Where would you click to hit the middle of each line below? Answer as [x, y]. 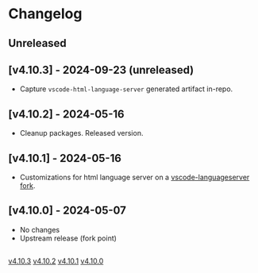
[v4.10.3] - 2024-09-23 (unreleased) [101, 69]
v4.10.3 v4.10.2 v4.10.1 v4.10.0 [56, 261]
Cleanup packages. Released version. [81, 133]
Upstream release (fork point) [68, 238]
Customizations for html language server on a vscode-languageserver [135, 177]
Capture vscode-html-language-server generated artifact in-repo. [126, 89]
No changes [40, 229]
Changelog [45, 14]
